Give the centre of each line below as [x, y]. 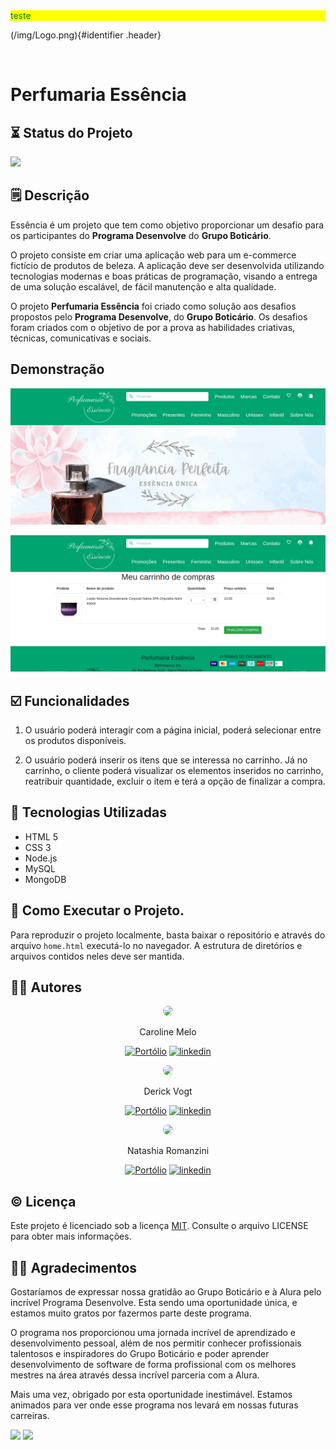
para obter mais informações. [71, 1236]
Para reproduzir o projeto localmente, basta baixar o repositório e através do [168, 935]
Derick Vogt [168, 1091]
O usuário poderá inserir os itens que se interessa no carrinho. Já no [166, 760]
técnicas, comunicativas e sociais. [81, 338]
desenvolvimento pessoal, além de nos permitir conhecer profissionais [156, 1343]
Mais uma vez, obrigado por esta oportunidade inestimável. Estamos [151, 1395]
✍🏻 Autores [46, 987]
